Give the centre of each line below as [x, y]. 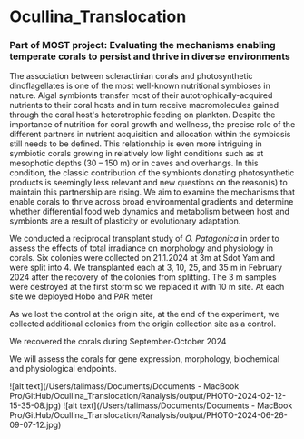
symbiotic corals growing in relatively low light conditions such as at [137, 154]
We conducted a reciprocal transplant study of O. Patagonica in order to [144, 239]
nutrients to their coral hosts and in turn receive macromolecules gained [144, 105]
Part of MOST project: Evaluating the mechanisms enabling [142, 45]
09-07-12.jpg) [35, 425]
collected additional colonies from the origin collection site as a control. [143, 324]
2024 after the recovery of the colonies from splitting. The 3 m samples [143, 277]
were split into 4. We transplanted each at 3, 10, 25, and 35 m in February [146, 268]
